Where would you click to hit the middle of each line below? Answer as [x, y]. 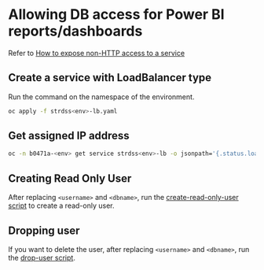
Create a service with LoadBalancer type [110, 78]
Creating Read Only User [70, 178]
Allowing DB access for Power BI [117, 15]
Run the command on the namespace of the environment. [101, 97]
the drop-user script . [42, 257]
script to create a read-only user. [61, 205]
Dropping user [44, 230]
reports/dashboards [75, 31]
